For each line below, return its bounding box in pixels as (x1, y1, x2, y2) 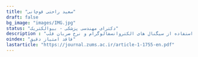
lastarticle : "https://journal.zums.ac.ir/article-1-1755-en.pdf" (6, 42, 175, 48)
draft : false (6, 14, 39, 20)
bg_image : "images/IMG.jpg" (6, 20, 76, 26)
